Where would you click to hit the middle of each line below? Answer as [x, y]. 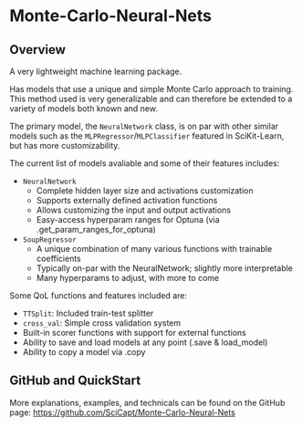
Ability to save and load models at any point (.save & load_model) [145, 342]
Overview [38, 50]
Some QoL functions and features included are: [99, 296]
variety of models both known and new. [83, 109]
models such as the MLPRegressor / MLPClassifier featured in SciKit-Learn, [147, 136]
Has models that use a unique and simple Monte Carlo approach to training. [151, 89]
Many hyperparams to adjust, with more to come [128, 278]
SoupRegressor [49, 240]
